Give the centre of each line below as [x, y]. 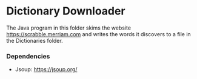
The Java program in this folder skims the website [69, 28]
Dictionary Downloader [66, 11]
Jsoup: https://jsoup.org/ [46, 69]
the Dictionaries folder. [35, 40]
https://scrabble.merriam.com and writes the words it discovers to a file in [98, 34]
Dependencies [28, 56]
